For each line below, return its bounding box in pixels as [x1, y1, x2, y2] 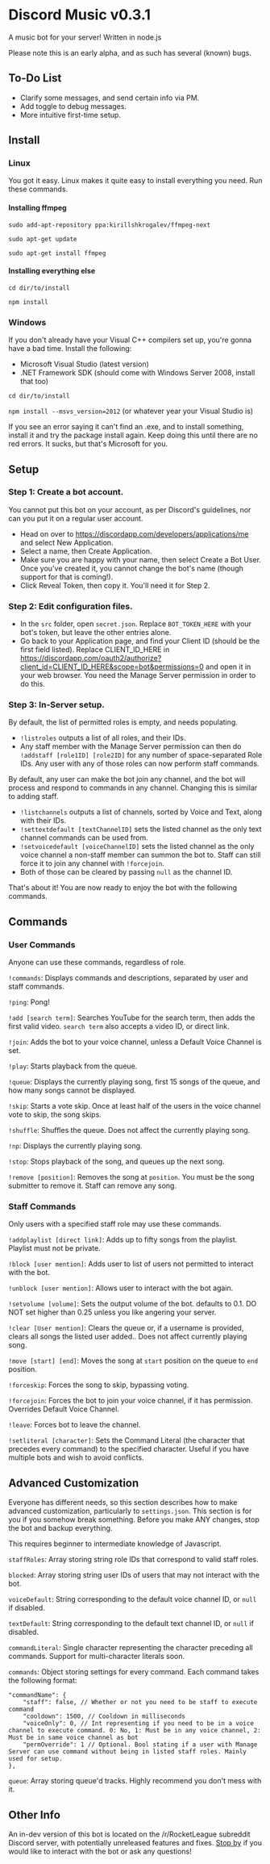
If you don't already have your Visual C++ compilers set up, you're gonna [8, 335, 252, 345]
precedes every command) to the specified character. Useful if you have [8, 1444, 250, 1454]
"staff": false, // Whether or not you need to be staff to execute [23, 1699, 258, 1707]
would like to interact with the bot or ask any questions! [8, 1846, 192, 1857]
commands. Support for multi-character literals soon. [8, 1652, 185, 1661]
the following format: [8, 1676, 78, 1686]
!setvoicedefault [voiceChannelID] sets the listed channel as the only [19, 842, 255, 851]
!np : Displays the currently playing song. [8, 1141, 143, 1151]
